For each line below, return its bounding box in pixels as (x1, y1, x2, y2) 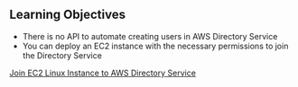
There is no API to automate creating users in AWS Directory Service (22, 30, 278, 41)
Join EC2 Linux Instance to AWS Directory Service (9, 67, 197, 78)
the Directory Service (22, 49, 102, 61)
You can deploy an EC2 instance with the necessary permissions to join (22, 40, 289, 51)
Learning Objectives (9, 7, 126, 22)
